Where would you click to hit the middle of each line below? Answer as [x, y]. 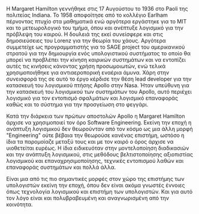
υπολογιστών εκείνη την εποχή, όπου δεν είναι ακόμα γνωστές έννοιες [96, 185]
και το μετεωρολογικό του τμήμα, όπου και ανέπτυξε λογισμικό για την [95, 28]
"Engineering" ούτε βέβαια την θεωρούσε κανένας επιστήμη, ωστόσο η [95, 135]
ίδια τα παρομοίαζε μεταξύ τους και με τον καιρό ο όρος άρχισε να [90, 142]
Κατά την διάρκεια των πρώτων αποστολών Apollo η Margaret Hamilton [96, 116]
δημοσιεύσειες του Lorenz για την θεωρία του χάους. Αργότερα [86, 41]
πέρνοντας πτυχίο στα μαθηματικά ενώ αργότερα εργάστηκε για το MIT [97, 21]
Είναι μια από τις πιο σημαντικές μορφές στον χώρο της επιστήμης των [95, 179]
